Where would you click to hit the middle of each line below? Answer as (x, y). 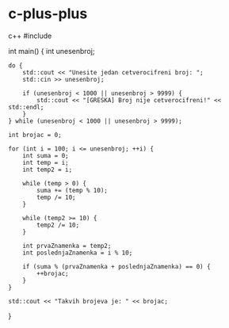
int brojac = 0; (35, 135)
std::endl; (26, 107)
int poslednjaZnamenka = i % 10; (78, 253)
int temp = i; (46, 162)
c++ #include (30, 36)
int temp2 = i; (48, 170)
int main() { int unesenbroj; (52, 51)
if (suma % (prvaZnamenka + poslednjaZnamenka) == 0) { (117, 266)
